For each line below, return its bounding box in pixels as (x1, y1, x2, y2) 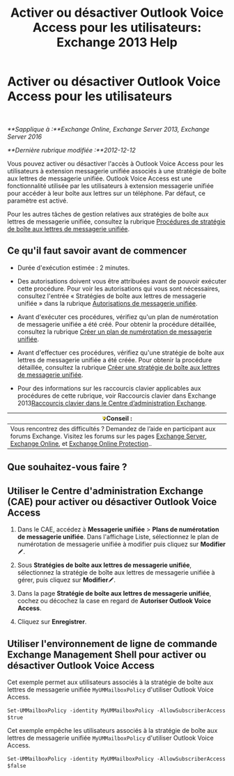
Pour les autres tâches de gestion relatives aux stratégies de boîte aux (7, 210, 209, 218)
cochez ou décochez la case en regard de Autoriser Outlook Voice (17, 597, 211, 605)
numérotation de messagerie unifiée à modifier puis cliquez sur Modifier (17, 540, 226, 548)
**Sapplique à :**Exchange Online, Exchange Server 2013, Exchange (7, 125, 210, 133)
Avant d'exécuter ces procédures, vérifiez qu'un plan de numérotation (17, 312, 219, 321)
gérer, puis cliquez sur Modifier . (17, 576, 116, 584)
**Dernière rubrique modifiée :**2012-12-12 (7, 146, 136, 154)
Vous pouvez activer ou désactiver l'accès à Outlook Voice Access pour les (7, 159, 224, 168)
